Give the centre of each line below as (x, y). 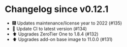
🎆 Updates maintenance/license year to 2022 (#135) (67, 23)
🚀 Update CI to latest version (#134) (50, 28)
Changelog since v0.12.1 (57, 9)
